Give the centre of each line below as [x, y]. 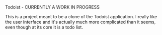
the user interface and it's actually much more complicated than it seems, [80, 22]
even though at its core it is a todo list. [44, 27]
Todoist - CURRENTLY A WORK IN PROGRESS [52, 7]
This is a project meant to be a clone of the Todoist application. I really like [81, 17]
